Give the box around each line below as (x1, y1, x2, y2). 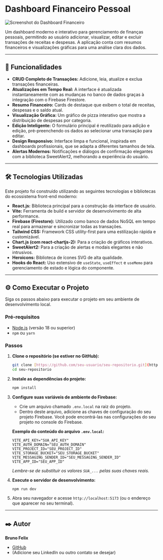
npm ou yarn (12, 330, 35, 336)
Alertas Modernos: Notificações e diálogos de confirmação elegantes (12, 148, 153, 154)
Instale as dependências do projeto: (12, 376, 86, 381)
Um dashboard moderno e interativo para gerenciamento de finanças (5, 29, 144, 35)
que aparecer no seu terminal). (12, 500, 74, 506)
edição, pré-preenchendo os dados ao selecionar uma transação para (12, 127, 152, 133)
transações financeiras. (12, 81, 59, 87)
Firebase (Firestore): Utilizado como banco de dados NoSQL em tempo (12, 218, 156, 224)
